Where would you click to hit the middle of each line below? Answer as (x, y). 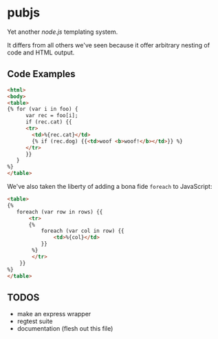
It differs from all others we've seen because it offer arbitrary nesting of (109, 45)
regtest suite (35, 321)
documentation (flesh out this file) (65, 329)
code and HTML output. (41, 52)
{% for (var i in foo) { (43, 109)
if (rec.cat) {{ (48, 122)
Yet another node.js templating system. (63, 32)
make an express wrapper (54, 314)
